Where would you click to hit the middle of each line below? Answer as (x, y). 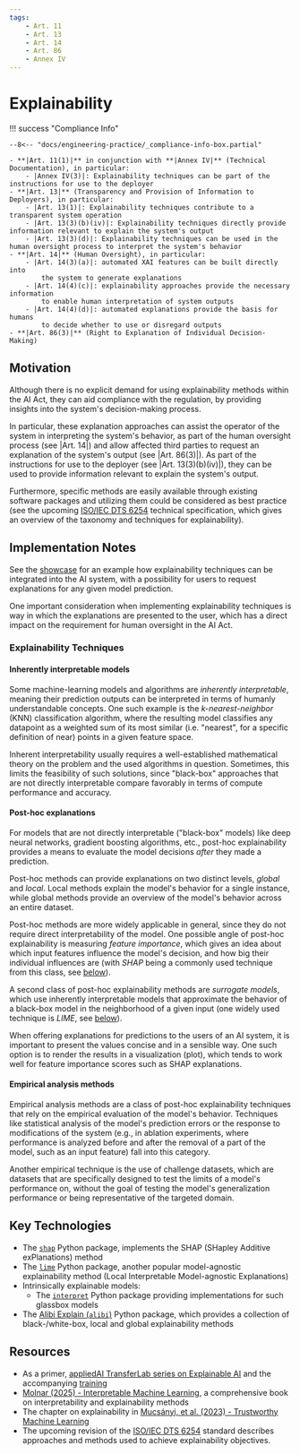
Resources (40, 1352)
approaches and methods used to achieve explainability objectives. (146, 1440)
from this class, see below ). (60, 972)
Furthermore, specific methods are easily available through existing (133, 491)
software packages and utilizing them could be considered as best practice (148, 500)
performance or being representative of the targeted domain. (122, 1198)
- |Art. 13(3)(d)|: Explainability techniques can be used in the (152, 238)
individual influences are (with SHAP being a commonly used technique (141, 962)
